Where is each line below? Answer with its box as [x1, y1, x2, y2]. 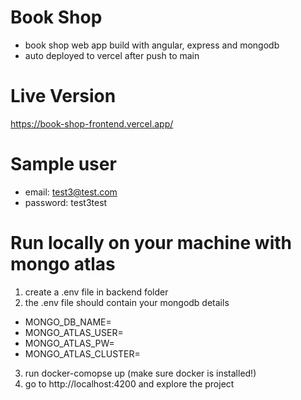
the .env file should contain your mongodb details [24, 296, 230, 308]
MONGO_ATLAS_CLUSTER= [24, 347, 141, 360]
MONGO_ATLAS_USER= [24, 326, 124, 338]
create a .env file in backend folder [24, 286, 169, 298]
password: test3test [24, 196, 108, 208]
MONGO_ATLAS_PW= [24, 337, 115, 349]
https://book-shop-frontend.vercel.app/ [10, 117, 174, 130]
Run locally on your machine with [10, 232, 293, 254]
